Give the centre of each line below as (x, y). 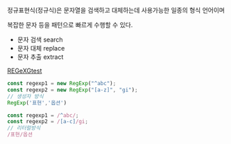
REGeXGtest (25, 71)
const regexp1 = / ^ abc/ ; (43, 115)
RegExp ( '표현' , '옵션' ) (37, 102)
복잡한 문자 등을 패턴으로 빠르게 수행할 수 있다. (70, 25)
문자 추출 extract (40, 57)
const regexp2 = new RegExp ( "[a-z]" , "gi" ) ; (72, 90)
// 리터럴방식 (24, 128)
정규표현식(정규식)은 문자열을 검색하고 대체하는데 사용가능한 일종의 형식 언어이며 (116, 10)
